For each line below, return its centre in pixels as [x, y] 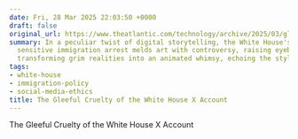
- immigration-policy [49, 83]
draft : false [33, 26]
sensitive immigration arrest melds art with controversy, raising [145, 50]
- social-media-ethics [51, 91]
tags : [19, 67]
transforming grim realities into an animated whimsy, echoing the [145, 58]
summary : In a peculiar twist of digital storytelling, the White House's [150, 42]
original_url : [35, 34]
